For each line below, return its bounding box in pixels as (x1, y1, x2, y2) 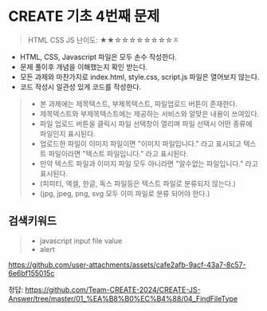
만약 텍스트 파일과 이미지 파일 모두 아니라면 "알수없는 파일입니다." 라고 (39, 159, 259, 168)
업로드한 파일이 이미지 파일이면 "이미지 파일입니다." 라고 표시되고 (39, 139, 241, 148)
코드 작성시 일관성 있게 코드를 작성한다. (19, 81, 142, 92)
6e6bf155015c (8, 268, 55, 278)
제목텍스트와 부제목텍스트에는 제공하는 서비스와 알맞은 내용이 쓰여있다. (39, 108, 260, 118)
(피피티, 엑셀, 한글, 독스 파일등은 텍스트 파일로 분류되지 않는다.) (39, 179, 237, 188)
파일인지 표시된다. (39, 128, 96, 138)
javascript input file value (39, 236, 123, 246)
